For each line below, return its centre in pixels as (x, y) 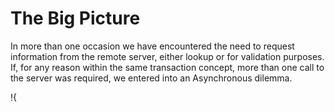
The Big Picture (75, 18)
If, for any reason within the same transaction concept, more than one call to (167, 67)
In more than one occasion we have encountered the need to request (152, 46)
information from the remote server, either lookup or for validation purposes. (167, 56)
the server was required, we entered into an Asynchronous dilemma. (151, 78)
